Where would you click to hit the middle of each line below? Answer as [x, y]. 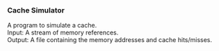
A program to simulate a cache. [52, 25]
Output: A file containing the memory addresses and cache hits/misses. [110, 40]
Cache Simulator [36, 10]
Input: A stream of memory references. [63, 32]
